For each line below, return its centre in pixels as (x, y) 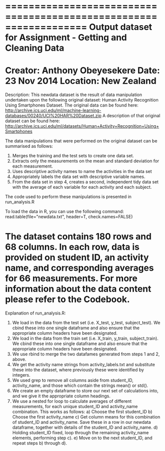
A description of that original (132, 116)
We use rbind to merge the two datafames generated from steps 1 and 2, (86, 354)
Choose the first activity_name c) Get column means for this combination (86, 417)
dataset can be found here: (33, 121)
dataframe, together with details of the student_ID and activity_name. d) (85, 427)
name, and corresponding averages (80, 268)
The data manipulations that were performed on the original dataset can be (81, 141)
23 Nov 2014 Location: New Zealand (81, 81)
